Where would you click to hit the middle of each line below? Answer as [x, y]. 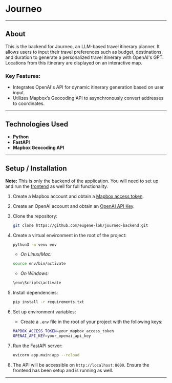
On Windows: [35, 273]
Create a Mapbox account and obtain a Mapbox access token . [78, 196]
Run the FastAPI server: [38, 346]
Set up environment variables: [44, 312]
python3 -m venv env [35, 244]
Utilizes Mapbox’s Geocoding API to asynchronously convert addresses [88, 98]
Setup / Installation [36, 169]
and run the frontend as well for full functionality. [57, 186]
